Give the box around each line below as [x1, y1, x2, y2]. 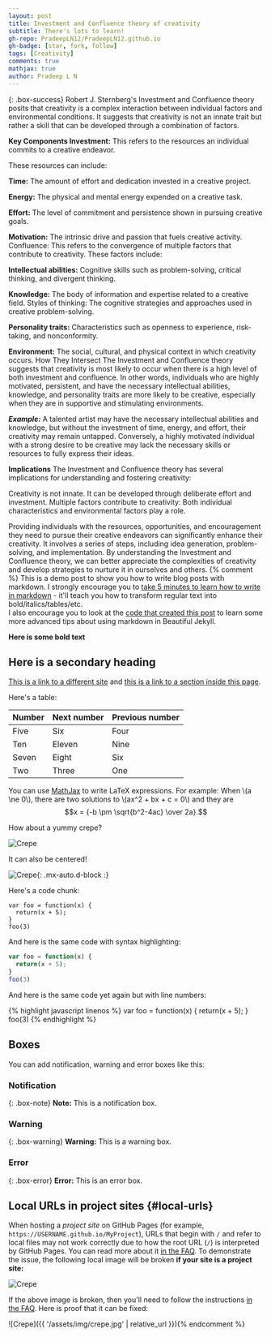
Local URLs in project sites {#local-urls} [8, 1199, 214, 1213]
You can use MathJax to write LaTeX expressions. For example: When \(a [8, 786, 252, 796]
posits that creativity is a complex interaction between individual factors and [8, 103, 263, 113]
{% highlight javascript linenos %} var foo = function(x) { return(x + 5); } [8, 1005, 249, 1015]
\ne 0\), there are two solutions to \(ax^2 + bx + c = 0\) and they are [8, 794, 235, 804]
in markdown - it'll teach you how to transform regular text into [8, 590, 217, 600]
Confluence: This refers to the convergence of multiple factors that [8, 240, 232, 250]
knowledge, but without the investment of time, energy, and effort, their [8, 423, 247, 432]
